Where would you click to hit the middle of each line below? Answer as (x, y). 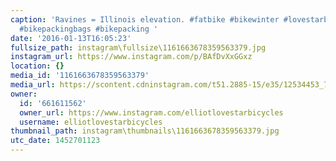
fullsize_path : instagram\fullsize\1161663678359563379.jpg (138, 47)
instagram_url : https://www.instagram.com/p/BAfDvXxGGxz (131, 57)
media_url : (33, 85)
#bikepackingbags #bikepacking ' (89, 29)
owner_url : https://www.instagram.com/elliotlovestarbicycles (151, 112)
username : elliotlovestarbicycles (91, 122)
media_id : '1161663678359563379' (80, 76)
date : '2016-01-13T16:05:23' (71, 38)
